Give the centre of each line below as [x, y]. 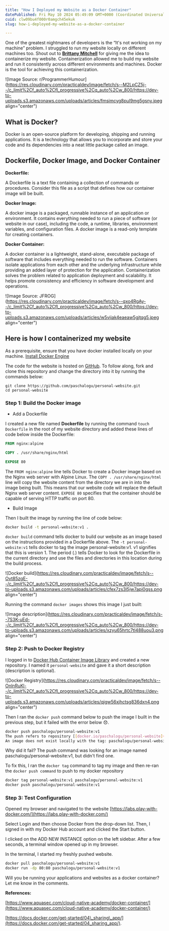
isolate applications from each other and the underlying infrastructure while [83, 264]
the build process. [24, 564]
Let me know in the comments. [37, 883]
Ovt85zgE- [17, 579]
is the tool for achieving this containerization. [52, 70]
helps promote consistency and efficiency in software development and [79, 281]
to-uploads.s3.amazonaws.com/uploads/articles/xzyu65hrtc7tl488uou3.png [84, 630]
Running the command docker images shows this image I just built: [74, 605]
